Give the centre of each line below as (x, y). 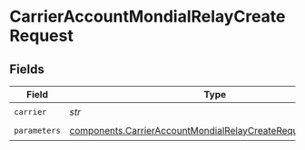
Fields (27, 69)
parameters (37, 130)
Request (42, 36)
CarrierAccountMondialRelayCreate (148, 17)
